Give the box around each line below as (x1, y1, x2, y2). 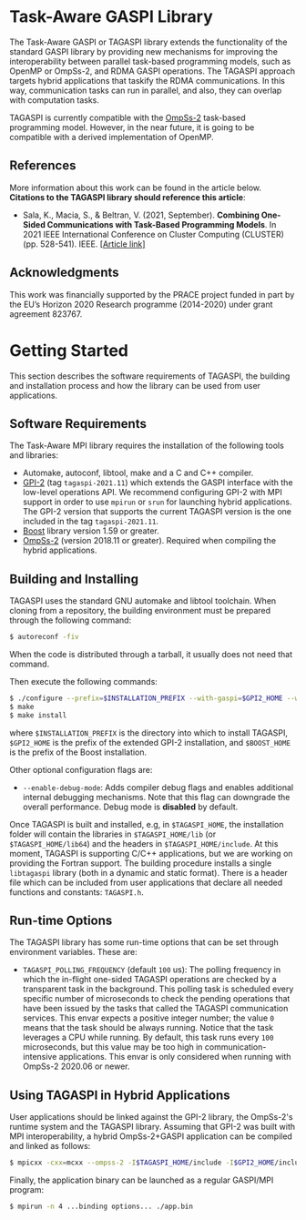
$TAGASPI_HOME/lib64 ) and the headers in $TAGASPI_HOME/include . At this (9, 838, 279, 849)
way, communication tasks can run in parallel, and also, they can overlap (9, 85, 282, 96)
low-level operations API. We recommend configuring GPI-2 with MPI (22, 487, 282, 498)
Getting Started (9, 340, 129, 361)
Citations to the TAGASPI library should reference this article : (9, 191, 246, 202)
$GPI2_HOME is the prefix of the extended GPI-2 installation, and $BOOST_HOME (9, 737, 291, 747)
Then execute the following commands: (9, 676, 158, 686)
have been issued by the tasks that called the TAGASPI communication (22, 1003, 289, 1014)
